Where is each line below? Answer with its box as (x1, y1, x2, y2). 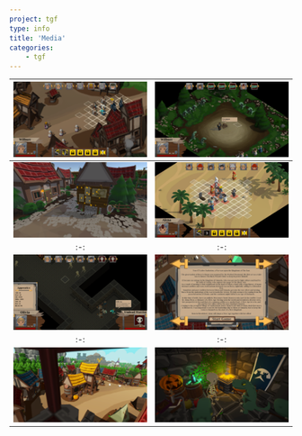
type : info (9, 23, 50, 33)
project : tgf (9, 14, 58, 23)
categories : (9, 43, 54, 52)
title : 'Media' (9, 33, 67, 42)
